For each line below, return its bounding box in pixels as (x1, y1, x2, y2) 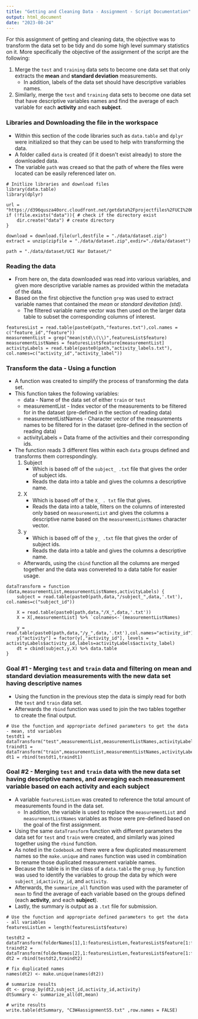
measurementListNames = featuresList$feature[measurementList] (6, 340, 165, 346)
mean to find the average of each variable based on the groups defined (14, 890, 186, 897)
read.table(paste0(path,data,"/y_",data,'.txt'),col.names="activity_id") (6, 630, 194, 636)
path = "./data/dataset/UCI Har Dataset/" (6, 248, 112, 254)
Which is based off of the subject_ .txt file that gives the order (32, 465, 187, 473)
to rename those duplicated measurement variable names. (14, 858, 157, 866)
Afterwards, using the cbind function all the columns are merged (23, 560, 180, 567)
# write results (6, 1002, 46, 1008)
